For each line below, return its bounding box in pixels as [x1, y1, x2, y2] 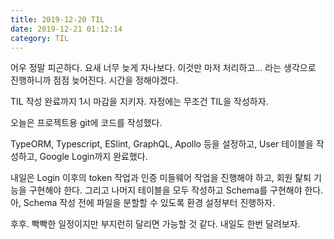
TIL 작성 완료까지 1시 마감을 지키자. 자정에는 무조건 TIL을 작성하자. [10, 96, 269, 108]
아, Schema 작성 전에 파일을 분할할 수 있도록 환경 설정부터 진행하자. [10, 197, 275, 209]
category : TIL [10, 33, 70, 43]
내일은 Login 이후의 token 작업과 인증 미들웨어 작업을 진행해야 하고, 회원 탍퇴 [10, 172, 312, 184]
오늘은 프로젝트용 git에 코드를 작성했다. [10, 117, 163, 129]
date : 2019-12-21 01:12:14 [10, 24, 123, 34]
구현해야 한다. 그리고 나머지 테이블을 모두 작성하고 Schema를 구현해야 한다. [28, 184, 324, 196]
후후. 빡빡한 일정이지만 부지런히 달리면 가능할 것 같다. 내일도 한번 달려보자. [10, 218, 301, 230]
